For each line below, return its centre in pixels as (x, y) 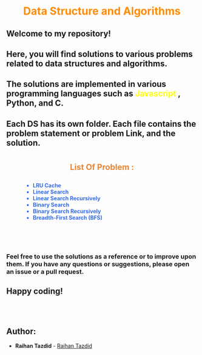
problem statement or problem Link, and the (91, 133)
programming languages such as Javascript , (93, 94)
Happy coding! (35, 291)
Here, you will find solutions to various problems (99, 54)
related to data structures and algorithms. (87, 63)
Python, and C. (35, 103)
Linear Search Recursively (67, 198)
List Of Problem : (102, 167)
